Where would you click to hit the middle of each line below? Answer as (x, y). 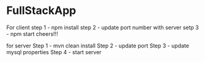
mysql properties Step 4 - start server (54, 52)
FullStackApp (41, 11)
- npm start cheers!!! (32, 33)
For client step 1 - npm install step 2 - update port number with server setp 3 (102, 27)
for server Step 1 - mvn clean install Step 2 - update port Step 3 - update (98, 46)
